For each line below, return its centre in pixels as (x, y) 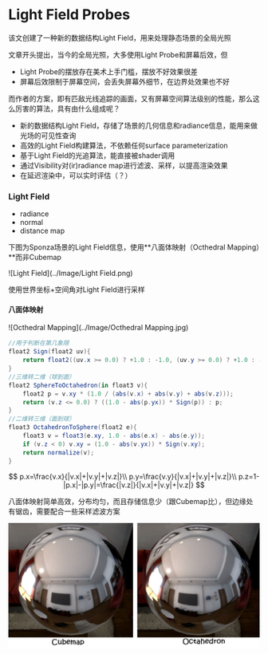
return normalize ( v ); (58, 452)
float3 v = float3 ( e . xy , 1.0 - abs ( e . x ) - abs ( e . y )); (114, 436)
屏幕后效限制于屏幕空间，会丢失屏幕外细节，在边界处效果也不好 (124, 81)
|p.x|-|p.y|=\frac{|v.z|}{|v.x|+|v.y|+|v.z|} (128, 485)
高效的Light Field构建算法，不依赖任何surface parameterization (124, 145)
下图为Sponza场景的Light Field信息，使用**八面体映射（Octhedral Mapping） (134, 247)
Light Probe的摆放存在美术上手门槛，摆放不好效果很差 (108, 71)
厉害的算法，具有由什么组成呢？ (67, 108)
